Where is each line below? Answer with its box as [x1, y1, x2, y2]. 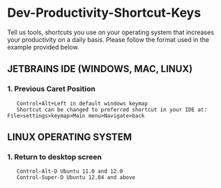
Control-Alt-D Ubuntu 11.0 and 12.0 [16, 168, 123, 175]
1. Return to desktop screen [7, 152, 102, 161]
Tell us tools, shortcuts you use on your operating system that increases [7, 28, 215, 36]
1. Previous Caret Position [7, 84, 96, 94]
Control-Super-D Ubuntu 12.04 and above [16, 174, 136, 181]
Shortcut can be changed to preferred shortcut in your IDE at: [16, 106, 208, 113]
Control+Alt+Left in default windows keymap [16, 100, 148, 107]
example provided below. [7, 43, 79, 51]
